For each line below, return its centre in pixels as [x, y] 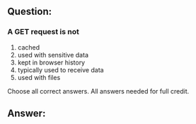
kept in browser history [51, 62]
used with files [39, 77]
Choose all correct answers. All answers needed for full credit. [98, 91]
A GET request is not [44, 32]
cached [29, 47]
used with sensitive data [53, 55]
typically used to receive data [60, 69]
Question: [30, 12]
